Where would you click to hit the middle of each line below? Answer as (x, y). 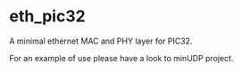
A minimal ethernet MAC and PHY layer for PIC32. (101, 41)
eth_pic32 (48, 16)
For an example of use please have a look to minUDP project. (121, 58)
